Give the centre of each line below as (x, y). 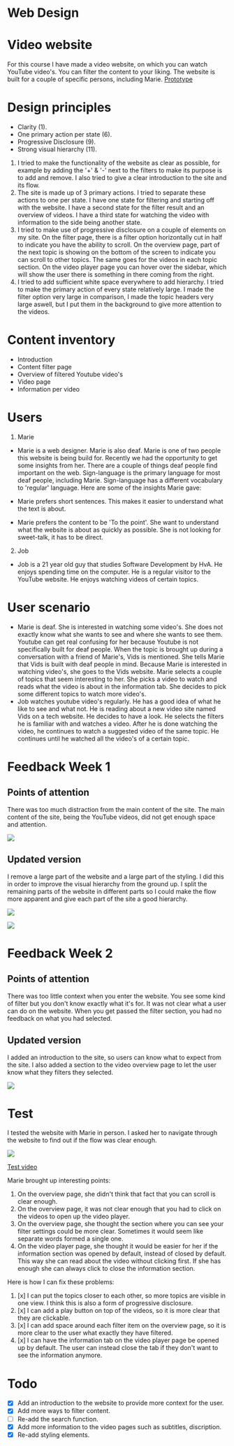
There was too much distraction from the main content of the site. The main (116, 809)
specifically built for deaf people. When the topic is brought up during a (120, 649)
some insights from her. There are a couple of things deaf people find (117, 465)
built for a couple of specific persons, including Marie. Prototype (100, 79)
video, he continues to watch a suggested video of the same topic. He (118, 731)
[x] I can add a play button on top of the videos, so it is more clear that (118, 1311)
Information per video (49, 389)
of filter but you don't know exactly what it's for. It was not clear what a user (117, 1003)
